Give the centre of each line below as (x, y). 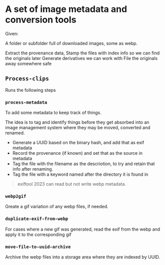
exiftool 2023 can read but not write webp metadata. (72, 184)
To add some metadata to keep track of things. (53, 113)
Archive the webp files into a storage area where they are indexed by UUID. (83, 257)
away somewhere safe (28, 63)
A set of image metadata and (66, 9)
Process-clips (27, 79)
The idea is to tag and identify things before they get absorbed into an (77, 122)
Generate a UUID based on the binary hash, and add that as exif (78, 143)
